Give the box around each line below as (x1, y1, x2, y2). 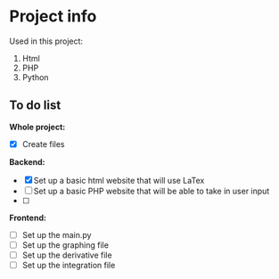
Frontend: (9, 212, 47, 223)
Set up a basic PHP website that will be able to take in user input (33, 185, 270, 196)
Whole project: (9, 121, 66, 132)
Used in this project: (9, 36, 83, 46)
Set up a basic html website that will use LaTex (33, 175, 205, 185)
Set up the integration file (21, 260, 116, 270)
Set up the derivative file (21, 250, 113, 260)
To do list (9, 98, 62, 113)
